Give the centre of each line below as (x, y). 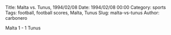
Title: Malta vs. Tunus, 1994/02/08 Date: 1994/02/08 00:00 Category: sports (86, 7)
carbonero (16, 18)
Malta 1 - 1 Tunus (23, 28)
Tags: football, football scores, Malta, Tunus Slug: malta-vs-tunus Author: (82, 13)
